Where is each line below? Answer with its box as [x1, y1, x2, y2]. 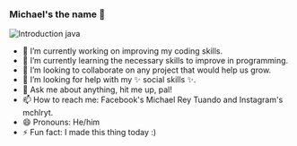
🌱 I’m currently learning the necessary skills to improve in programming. [22, 56, 289, 66]
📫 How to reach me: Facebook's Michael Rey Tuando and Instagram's [22, 94, 284, 106]
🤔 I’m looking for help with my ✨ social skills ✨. [22, 74, 197, 85]
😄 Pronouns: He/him [22, 116, 100, 128]
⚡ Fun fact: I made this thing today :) [22, 127, 157, 138]
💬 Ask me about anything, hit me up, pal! [22, 84, 173, 95]
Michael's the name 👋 [9, 8, 106, 21]
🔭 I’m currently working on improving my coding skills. [22, 46, 223, 56]
